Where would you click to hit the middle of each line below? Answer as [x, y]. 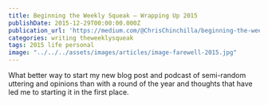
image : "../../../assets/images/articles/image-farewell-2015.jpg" [123, 52]
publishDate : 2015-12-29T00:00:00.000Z [75, 23]
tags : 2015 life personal [51, 45]
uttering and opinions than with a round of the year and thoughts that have [130, 84]
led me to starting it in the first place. [69, 92]
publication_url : [37, 30]
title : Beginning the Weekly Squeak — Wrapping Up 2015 [103, 16]
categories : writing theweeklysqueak [71, 38]
